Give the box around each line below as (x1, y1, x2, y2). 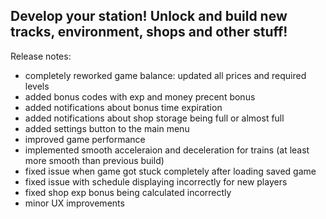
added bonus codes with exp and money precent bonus (24, 90, 256, 103)
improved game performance (24, 133, 146, 145)
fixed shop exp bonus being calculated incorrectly (24, 186, 232, 198)
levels (24, 80, 50, 92)
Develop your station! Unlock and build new (10, 8, 288, 25)
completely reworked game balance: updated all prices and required (24, 69, 307, 81)
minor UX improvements (24, 197, 125, 209)
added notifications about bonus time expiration (24, 101, 223, 113)
